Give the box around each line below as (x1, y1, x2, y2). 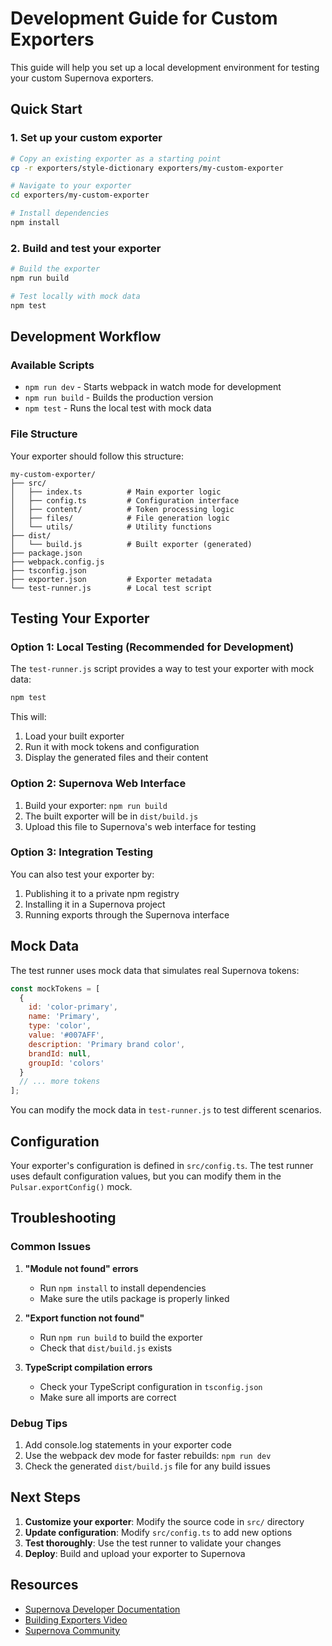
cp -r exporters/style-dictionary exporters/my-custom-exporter (10, 163, 284, 173)
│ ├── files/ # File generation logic (10, 513, 230, 523)
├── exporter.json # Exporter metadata (10, 574, 213, 584)
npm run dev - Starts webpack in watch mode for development (24, 381, 282, 393)
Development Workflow (10, 328, 162, 346)
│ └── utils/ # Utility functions (10, 522, 213, 532)
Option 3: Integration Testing (10, 845, 153, 859)
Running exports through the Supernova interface (24, 908, 230, 921)
